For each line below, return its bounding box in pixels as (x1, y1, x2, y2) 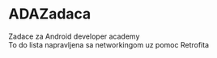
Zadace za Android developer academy (8, 31, 140, 41)
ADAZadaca (8, 5, 91, 23)
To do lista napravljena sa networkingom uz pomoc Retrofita (8, 39, 209, 49)
